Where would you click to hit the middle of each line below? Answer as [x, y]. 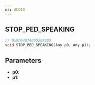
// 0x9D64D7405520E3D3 [28, 41]
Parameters [23, 60]
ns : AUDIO [15, 10]
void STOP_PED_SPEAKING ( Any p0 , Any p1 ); [48, 45]
